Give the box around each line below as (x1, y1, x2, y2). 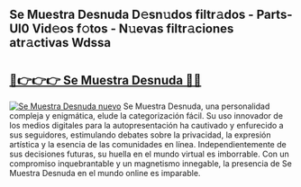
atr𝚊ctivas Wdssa (9, 35, 111, 50)
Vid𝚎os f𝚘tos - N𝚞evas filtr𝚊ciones (32, 22, 234, 37)
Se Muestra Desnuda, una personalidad (123, 101, 270, 111)
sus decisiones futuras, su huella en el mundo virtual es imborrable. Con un (9, 148, 290, 159)
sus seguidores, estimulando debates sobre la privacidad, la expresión (9, 129, 272, 140)
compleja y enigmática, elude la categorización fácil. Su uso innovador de (9, 111, 284, 120)
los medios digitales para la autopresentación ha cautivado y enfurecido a (9, 120, 284, 130)
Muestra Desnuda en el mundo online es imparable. (9, 168, 201, 178)
